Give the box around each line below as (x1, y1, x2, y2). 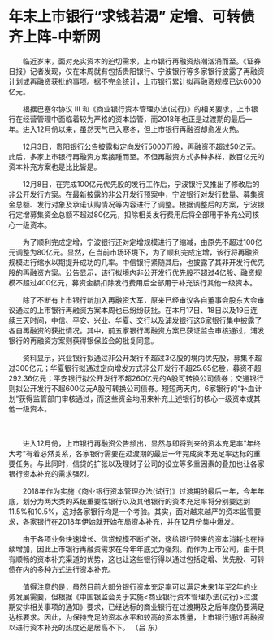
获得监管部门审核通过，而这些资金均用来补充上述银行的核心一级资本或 (19, 394, 254, 403)
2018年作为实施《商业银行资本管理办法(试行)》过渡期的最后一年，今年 (22, 485, 258, 496)
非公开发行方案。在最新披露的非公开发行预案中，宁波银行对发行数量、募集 (8, 189, 258, 199)
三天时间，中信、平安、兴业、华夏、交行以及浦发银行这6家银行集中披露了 (15, 315, 262, 325)
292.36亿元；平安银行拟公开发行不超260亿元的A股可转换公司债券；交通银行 (8, 373, 264, 383)
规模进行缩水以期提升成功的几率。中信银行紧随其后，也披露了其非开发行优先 (8, 257, 265, 267)
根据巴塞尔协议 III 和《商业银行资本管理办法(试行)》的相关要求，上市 (22, 103, 252, 114)
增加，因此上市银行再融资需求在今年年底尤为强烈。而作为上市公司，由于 (15, 544, 258, 554)
